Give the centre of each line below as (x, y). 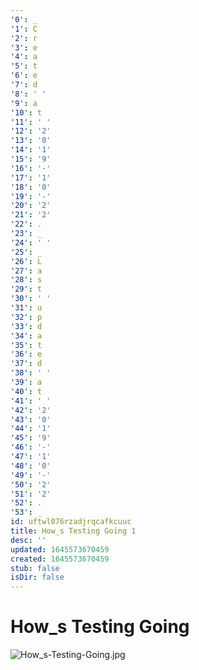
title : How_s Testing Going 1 (73, 531)
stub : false (35, 568)
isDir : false (37, 577)
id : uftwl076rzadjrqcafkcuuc (71, 522)
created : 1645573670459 (60, 559)
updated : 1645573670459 (60, 549)
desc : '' (28, 540)
